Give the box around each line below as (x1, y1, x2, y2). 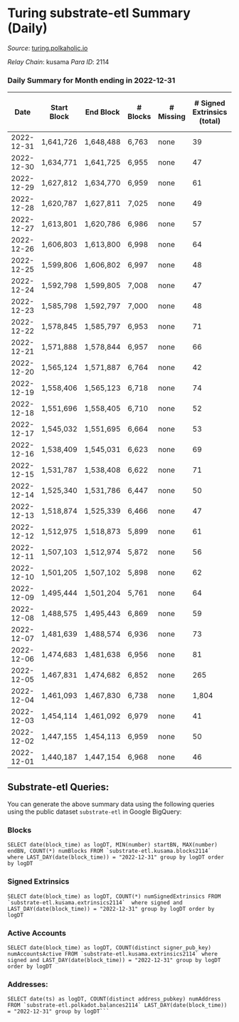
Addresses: (7, 979, 48, 989)
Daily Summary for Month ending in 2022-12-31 (7, 75, 176, 85)
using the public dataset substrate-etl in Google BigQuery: (7, 807, 182, 816)
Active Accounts (7, 928, 66, 938)
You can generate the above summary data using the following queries (7, 800, 215, 809)
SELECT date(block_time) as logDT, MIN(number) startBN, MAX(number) (7, 842, 218, 849)
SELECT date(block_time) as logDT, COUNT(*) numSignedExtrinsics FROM (7, 893, 221, 900)
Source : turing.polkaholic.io (7, 44, 88, 52)
